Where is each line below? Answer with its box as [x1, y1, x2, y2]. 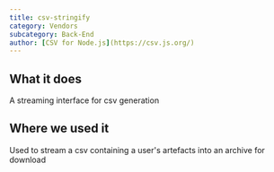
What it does [9, 71, 83, 86]
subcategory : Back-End [9, 30, 94, 39]
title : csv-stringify [9, 13, 91, 22]
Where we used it [9, 121, 110, 136]
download [9, 154, 47, 165]
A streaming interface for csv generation [9, 95, 160, 106]
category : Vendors [9, 21, 78, 30]
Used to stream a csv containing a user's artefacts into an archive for [9, 144, 265, 155]
